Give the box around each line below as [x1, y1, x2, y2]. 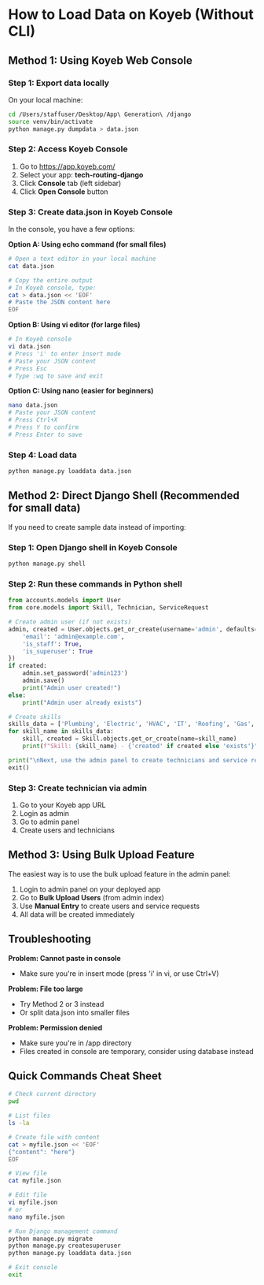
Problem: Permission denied [8, 1022, 103, 1032]
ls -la [8, 1119, 30, 1127]
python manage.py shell [8, 560, 86, 568]
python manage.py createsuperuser [8, 1242, 122, 1250]
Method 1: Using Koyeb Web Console [8, 54, 192, 67]
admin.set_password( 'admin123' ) [22, 669, 128, 677]
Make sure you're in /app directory [19, 1038, 132, 1048]
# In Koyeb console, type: [8, 284, 97, 292]
